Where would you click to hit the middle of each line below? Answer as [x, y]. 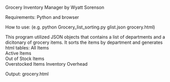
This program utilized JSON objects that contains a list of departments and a [85, 37]
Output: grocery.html [27, 74]
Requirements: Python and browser [42, 17]
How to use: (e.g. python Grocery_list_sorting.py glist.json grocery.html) [80, 27]
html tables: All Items [27, 48]
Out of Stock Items [25, 59]
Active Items [18, 53]
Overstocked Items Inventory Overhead [46, 64]
